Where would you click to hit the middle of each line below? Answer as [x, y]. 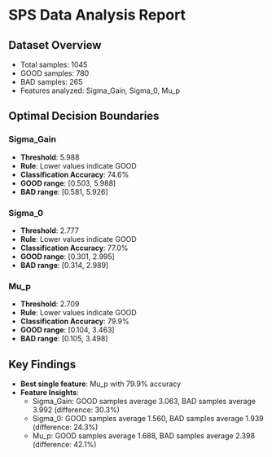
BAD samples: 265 [51, 82]
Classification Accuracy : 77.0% [74, 248]
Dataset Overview [55, 45]
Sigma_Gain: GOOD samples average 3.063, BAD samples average [144, 402]
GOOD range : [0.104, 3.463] [68, 330]
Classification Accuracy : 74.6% [75, 174]
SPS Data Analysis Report [97, 15]
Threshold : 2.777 [49, 231]
